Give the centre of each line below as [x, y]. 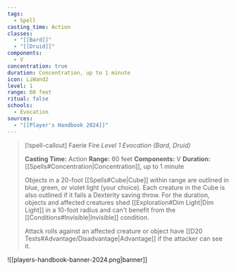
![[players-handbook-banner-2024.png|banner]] [77, 259]
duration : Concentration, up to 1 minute [69, 73]
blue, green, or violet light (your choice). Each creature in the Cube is [125, 187]
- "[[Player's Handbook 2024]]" [61, 125]
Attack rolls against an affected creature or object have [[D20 [113, 231]
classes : [20, 33]
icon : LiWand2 [28, 79]
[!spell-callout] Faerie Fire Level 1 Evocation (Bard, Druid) [108, 145]
